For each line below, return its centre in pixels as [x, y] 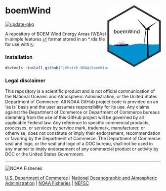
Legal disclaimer [25, 80]
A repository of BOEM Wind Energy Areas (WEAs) [56, 34]
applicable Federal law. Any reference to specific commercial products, [78, 123]
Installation [19, 57]
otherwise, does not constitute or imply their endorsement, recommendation [83, 133]
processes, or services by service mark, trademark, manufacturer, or [75, 128]
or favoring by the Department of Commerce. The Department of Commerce [83, 139]
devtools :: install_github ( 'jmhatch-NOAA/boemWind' [58, 68]
